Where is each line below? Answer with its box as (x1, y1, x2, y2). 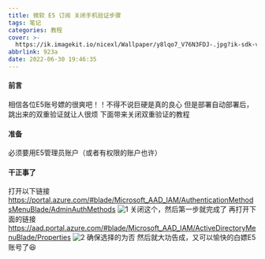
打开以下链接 (8, 187, 50, 196)
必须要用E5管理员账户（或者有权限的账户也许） (8, 148, 162, 157)
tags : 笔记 (8, 19, 42, 27)
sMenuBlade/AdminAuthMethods (8, 205, 116, 214)
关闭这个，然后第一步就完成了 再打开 (129, 205, 250, 214)
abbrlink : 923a (8, 48, 58, 56)
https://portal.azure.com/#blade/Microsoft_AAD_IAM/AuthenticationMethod (8, 195, 254, 205)
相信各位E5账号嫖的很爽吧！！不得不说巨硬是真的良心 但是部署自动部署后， (8, 100, 254, 109)
